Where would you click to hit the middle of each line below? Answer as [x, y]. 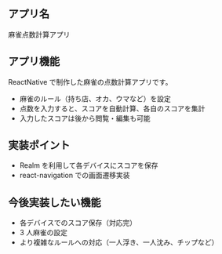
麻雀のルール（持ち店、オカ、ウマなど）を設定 [95, 98]
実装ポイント [39, 145]
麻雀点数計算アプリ [39, 34]
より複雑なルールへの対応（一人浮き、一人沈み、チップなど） [119, 242]
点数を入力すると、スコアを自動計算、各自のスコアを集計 [112, 108]
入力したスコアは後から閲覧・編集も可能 [85, 118]
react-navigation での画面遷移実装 [75, 176]
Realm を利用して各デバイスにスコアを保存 [89, 165]
